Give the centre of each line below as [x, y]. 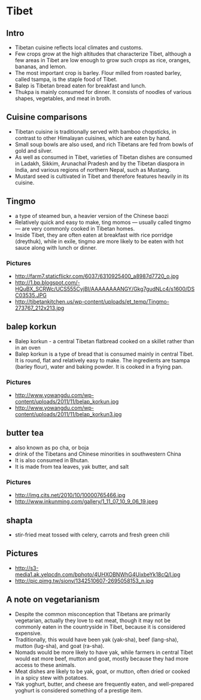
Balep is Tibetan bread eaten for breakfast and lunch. [80, 86]
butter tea [25, 433]
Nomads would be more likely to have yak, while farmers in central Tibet [104, 652]
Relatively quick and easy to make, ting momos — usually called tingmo [103, 222]
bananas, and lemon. [41, 66]
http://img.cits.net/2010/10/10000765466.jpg [70, 495]
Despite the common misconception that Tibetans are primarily [92, 614]
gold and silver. [33, 150]
